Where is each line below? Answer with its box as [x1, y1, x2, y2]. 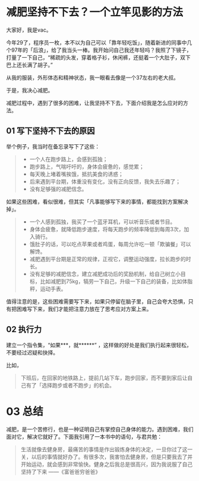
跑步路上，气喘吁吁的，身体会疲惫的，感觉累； [29, 163, 144, 170]
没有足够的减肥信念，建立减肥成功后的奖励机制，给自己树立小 [29, 270, 181, 277]
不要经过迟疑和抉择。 [6, 349, 58, 356]
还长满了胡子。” [16, 61, 53, 69]
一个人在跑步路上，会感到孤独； [29, 156, 108, 163]
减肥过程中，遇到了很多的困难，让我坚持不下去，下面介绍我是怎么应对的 [6, 99, 183, 106]
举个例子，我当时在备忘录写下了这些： [6, 142, 100, 150]
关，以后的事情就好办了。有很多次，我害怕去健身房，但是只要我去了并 [20, 453, 193, 460]
